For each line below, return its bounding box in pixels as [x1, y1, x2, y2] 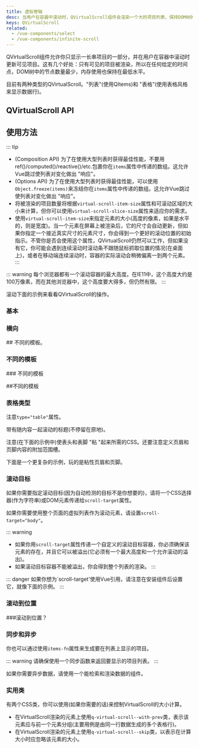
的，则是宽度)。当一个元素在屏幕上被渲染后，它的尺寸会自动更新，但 [14, 222, 183, 229]
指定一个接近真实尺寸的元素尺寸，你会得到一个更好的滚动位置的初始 [25, 229, 191, 237]
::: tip [6, 143, 19, 151]
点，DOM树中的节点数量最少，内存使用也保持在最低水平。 [6, 68, 149, 75]
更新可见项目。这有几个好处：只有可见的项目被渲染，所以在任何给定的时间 [6, 60, 188, 68]
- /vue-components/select [11, 31, 76, 37]
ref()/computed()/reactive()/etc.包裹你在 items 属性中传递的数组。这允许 [14, 163, 188, 170]
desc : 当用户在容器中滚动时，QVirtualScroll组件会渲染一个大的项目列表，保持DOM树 [6, 14, 191, 20]
